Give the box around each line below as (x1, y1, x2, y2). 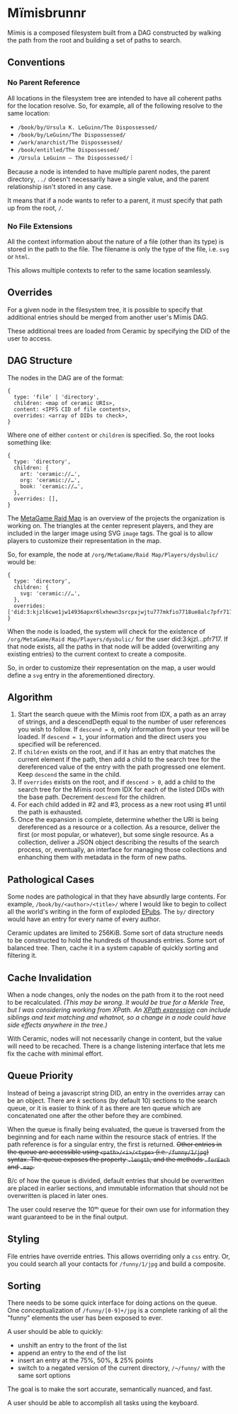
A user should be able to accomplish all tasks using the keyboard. (7, 1398, 199, 1407)
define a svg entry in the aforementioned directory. (7, 671, 155, 679)
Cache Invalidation (7, 971, 92, 983)
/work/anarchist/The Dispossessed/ (17, 139, 123, 146)
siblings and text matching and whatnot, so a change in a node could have (7, 1013, 227, 1021)
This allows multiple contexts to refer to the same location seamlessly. (7, 266, 212, 274)
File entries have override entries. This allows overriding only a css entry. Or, (7, 1252, 230, 1260)
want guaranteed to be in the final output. (7, 1212, 129, 1221)
